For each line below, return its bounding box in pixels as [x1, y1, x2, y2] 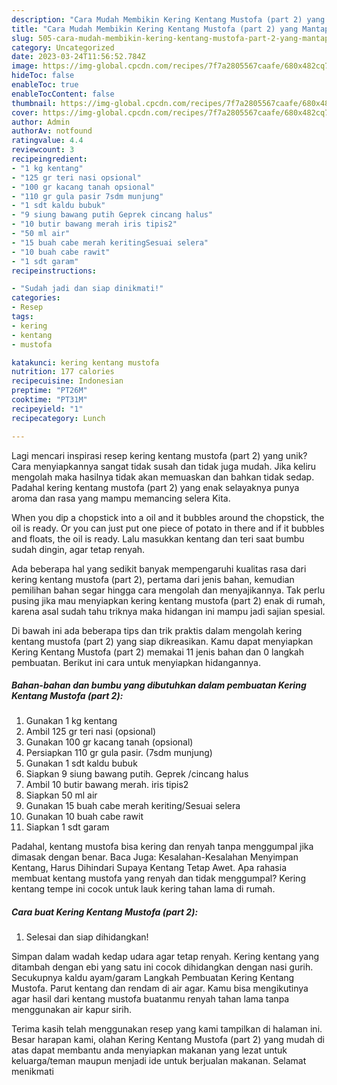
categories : [11, 293, 61, 303]
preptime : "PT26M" [11, 386, 88, 396]
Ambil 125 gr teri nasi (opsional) [25, 726, 157, 738]
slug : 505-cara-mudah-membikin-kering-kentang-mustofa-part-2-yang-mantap [11, 33, 330, 43]
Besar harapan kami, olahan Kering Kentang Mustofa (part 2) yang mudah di [11, 1034, 325, 1046]
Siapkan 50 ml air [25, 789, 98, 801]
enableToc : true [11, 80, 79, 90]
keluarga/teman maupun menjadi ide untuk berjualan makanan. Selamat [11, 1055, 307, 1067]
